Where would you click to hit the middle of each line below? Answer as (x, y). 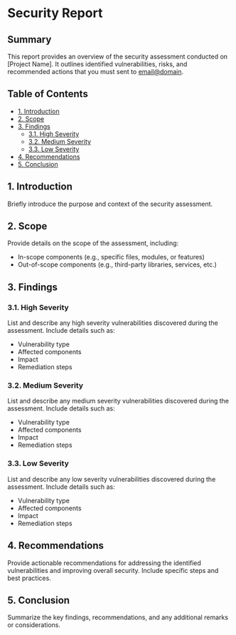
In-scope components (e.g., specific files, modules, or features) (111, 257)
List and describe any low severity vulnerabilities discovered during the (112, 479)
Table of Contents (48, 94)
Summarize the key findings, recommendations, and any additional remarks (118, 617)
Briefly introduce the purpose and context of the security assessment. (110, 204)
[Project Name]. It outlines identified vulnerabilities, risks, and (97, 64)
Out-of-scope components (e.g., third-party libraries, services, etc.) (117, 264)
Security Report (55, 13)
